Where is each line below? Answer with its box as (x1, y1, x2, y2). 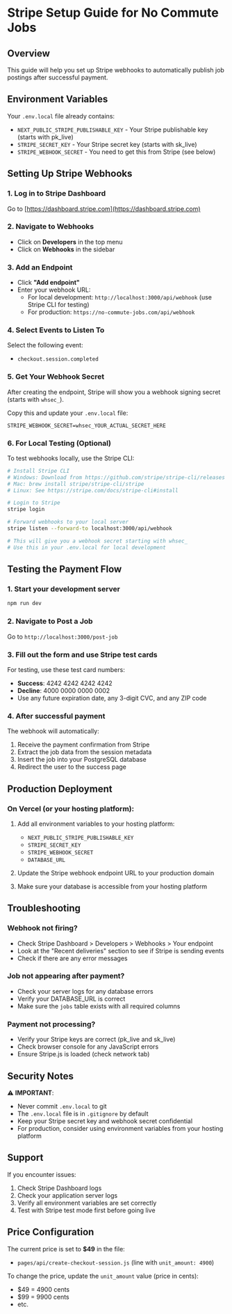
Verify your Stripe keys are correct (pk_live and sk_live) (17, 1035, 176, 1044)
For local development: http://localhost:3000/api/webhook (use (27, 293, 212, 302)
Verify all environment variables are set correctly (17, 1198, 157, 1207)
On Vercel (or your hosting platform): (7, 804, 134, 813)
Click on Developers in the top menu (17, 237, 123, 246)
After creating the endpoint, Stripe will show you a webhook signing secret (7, 388, 221, 396)
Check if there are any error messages (17, 954, 128, 962)
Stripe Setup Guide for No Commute (7, 5, 219, 21)
